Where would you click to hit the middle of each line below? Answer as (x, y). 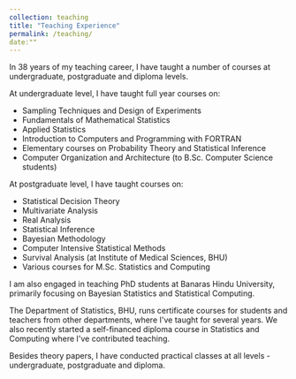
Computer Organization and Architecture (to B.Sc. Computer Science (148, 158)
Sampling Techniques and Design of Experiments (111, 110)
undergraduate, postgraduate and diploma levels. (99, 77)
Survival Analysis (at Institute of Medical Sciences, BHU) (125, 258)
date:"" (23, 42)
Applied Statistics (54, 130)
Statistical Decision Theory (71, 201)
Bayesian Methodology (64, 239)
